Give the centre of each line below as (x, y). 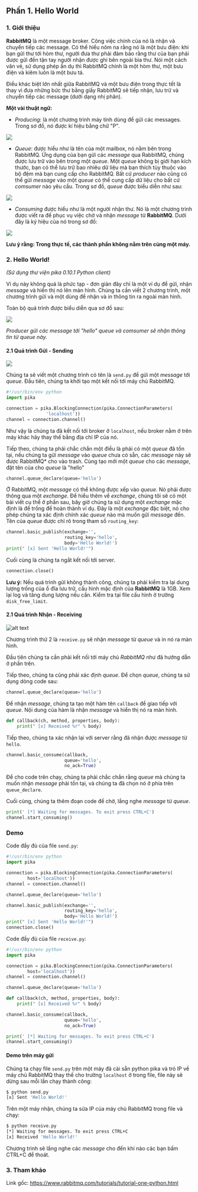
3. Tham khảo (26, 1170)
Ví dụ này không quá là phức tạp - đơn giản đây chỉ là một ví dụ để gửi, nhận (99, 284)
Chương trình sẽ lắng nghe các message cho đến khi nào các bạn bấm (92, 1148)
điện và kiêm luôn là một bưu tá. (45, 72)
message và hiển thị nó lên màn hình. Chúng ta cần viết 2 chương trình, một (98, 290)
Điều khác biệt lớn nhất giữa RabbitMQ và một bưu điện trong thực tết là (94, 84)
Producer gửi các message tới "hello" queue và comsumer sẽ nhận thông (96, 331)
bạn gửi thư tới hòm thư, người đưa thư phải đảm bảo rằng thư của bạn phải (98, 53)
